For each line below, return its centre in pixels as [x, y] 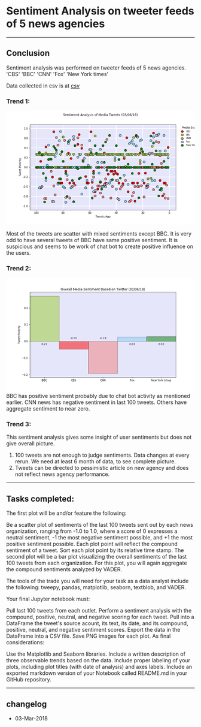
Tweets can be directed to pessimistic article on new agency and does [102, 468]
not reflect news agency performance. [62, 474]
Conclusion [28, 53]
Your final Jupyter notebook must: [48, 599]
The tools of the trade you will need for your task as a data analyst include [98, 581]
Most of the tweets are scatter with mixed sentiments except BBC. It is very [99, 234]
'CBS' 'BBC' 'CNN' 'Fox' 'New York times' [57, 74]
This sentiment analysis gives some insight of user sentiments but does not [99, 437]
